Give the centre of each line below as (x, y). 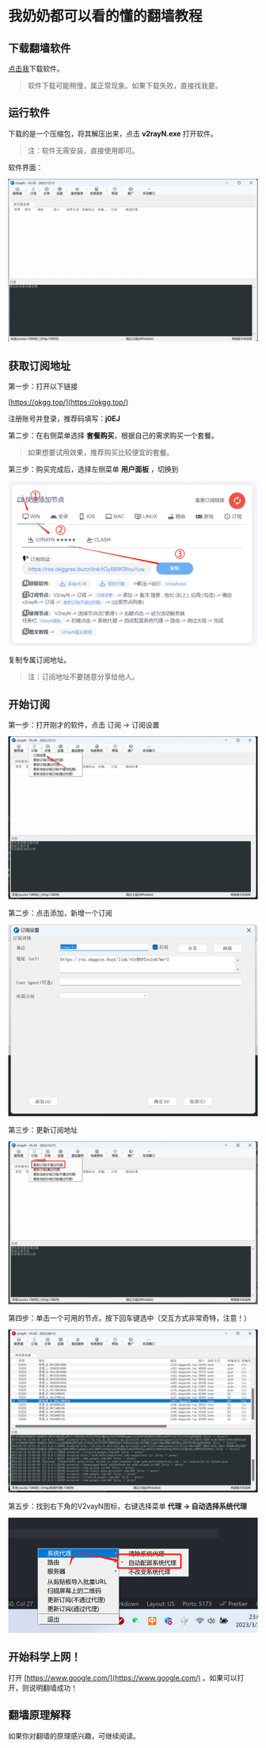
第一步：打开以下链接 (43, 386)
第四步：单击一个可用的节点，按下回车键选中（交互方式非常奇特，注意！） (129, 1318)
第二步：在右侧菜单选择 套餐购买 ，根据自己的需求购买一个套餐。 (113, 435)
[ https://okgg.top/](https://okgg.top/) (68, 402)
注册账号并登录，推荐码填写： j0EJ (64, 419)
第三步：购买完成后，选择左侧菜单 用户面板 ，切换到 (93, 469)
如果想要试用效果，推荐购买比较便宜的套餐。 (101, 452)
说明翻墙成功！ (53, 1688)
